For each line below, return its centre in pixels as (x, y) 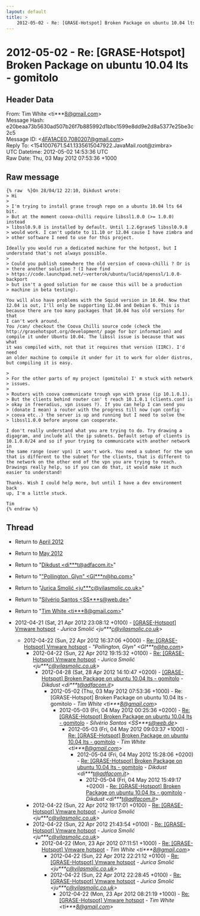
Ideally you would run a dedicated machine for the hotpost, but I (92, 248)
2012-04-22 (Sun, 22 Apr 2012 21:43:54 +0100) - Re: (98, 824)
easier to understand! (34, 473)
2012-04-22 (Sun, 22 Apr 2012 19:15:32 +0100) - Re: (97, 653)
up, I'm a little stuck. (37, 493)
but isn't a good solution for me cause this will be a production (97, 285)
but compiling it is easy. (40, 363)
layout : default (26, 12)
